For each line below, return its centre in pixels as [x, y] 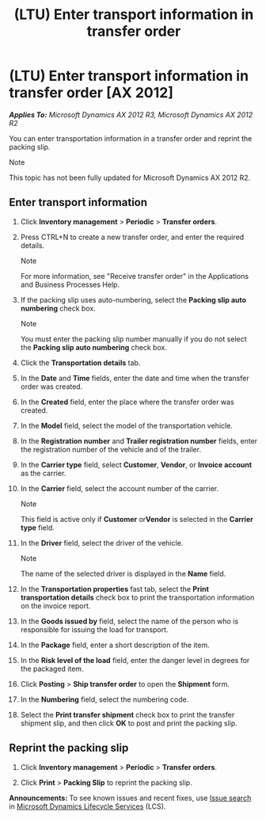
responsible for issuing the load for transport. [94, 629]
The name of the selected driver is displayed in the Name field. [123, 573]
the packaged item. [52, 669]
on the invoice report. [55, 606]
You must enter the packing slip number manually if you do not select [134, 339]
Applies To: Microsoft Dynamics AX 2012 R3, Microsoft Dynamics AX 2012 [131, 114]
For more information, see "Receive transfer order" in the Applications [134, 276]
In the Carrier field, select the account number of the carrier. [120, 488]
